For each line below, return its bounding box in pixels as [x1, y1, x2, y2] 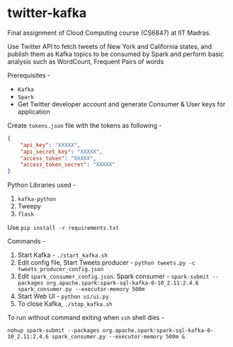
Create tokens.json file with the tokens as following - [7, 121, 162, 129]
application [17, 107, 51, 116]
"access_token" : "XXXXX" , [20, 155, 97, 162]
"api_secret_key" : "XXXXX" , [20, 148, 103, 155]
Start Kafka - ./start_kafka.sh [17, 250, 108, 260]
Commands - [7, 237, 46, 246]
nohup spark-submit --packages [7, 327, 100, 334]
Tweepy [17, 202, 41, 211]
